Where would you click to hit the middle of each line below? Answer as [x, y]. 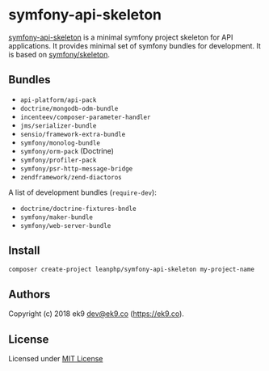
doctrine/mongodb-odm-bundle [69, 108]
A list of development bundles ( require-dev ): [83, 192]
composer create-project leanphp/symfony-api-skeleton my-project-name [131, 269]
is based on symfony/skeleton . [59, 54]
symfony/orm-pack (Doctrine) [67, 150]
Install [24, 251]
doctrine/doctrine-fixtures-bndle [78, 209]
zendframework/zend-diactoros [71, 177]
